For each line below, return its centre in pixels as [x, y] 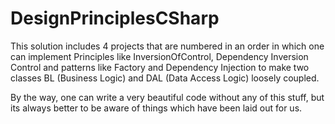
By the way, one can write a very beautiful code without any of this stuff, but [167, 97]
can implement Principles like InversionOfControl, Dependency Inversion [159, 56]
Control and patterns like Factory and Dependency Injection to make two [160, 67]
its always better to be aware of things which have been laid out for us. [156, 108]
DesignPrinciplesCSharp [115, 18]
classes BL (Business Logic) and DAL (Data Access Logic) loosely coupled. [165, 78]
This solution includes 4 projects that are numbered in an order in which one [167, 46]
